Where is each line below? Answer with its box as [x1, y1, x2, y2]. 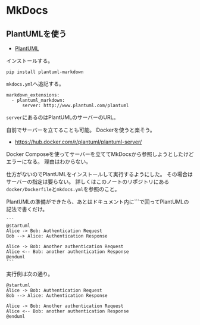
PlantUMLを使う [6, 29, 67, 39]
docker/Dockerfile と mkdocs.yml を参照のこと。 [6, 186, 120, 192]
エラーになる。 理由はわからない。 [6, 158, 91, 165]
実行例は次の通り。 [6, 270, 54, 277]
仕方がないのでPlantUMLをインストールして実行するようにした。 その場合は [6, 171, 193, 177]
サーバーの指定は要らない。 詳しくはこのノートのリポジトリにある [6, 178, 170, 185]
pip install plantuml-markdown [6, 69, 84, 75]
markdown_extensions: [6, 92, 60, 98]
